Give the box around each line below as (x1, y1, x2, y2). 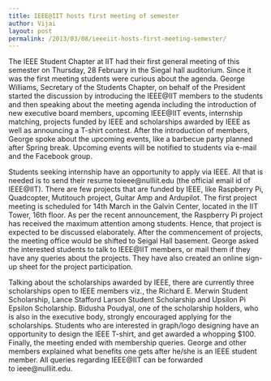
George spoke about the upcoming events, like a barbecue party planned (8, 135, 253, 144)
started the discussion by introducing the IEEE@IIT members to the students (8, 91, 264, 101)
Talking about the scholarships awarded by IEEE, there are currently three (8, 277, 255, 288)
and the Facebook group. (8, 152, 93, 161)
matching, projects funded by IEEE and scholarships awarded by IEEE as (8, 117, 251, 126)
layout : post (8, 27, 53, 35)
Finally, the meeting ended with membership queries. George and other (8, 338, 247, 348)
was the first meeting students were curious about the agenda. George (8, 74, 245, 83)
